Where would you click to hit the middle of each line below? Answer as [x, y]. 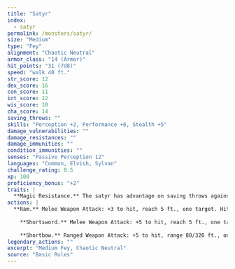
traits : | [22, 190]
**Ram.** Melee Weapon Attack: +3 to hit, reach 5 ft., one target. [115, 209]
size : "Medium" [29, 40]
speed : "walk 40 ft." [39, 72]
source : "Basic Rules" [40, 255]
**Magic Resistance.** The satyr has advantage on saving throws [111, 196]
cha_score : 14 [28, 111]
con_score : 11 [28, 92]
